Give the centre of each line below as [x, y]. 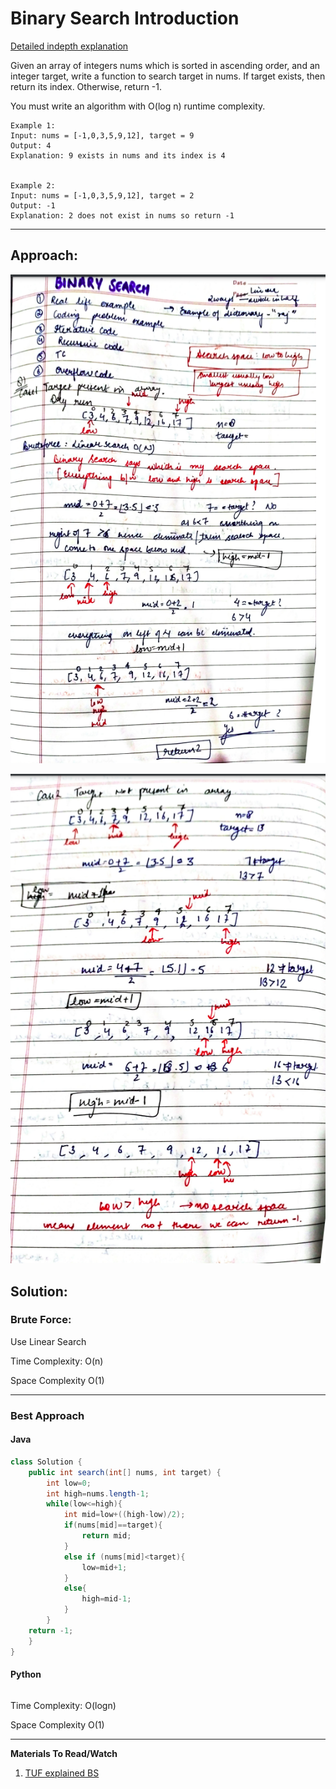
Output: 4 [31, 145]
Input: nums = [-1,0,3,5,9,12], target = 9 [102, 135]
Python [26, 1674]
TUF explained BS [62, 1773]
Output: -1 [33, 205]
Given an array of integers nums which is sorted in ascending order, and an [165, 65]
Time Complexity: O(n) [57, 1361]
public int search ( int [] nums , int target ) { [125, 1472]
